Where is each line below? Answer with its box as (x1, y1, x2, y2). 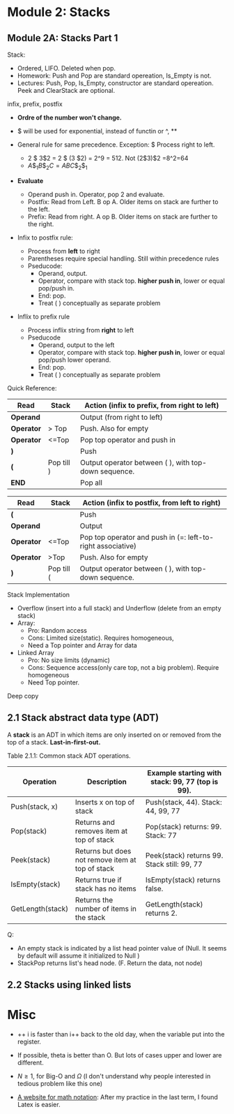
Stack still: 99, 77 (145, 859, 203, 869)
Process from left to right (27, 247, 100, 255)
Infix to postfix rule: (17, 233, 73, 242)
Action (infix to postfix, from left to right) (82, 497, 221, 507)
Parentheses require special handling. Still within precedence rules (27, 254, 219, 263)
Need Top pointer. (27, 678, 80, 687)
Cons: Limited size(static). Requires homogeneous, (27, 633, 174, 642)
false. (145, 884, 164, 893)
